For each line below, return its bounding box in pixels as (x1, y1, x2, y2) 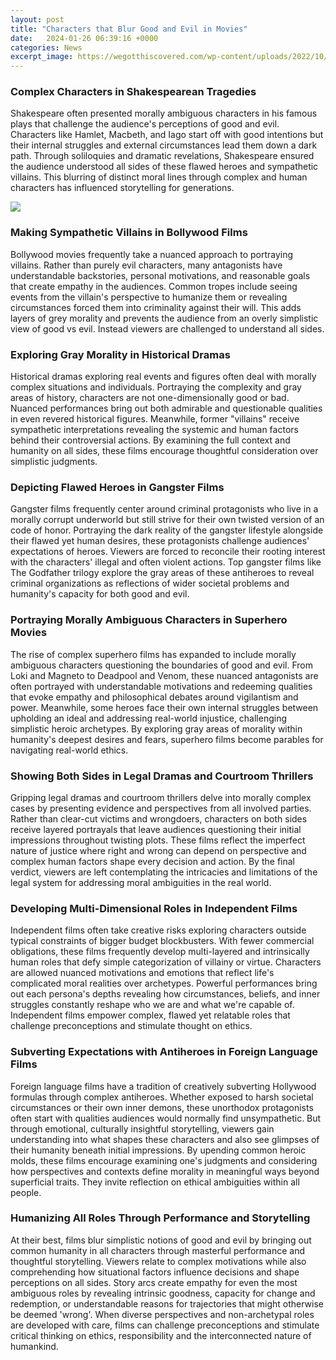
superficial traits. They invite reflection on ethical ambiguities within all (10, 1176, 300, 1188)
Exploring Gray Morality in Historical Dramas (10, 347, 231, 361)
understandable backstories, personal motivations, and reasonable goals (10, 269, 311, 281)
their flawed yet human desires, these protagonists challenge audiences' (10, 535, 310, 547)
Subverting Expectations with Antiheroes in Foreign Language (10, 1045, 319, 1059)
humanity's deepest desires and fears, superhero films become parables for (10, 733, 324, 745)
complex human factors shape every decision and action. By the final (10, 855, 295, 867)
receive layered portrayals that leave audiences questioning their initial (10, 823, 302, 835)
